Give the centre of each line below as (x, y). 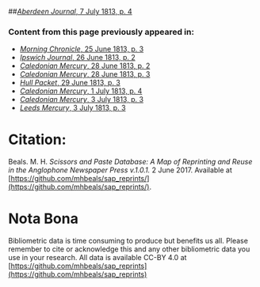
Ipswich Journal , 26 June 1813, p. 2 (78, 58)
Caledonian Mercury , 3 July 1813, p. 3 (82, 100)
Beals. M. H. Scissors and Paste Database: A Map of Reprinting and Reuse (130, 162)
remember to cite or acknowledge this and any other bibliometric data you (129, 249)
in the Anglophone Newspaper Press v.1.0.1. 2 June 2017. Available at (120, 170)
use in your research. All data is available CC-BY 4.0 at (97, 258)
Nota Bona (44, 219)
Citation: (37, 140)
